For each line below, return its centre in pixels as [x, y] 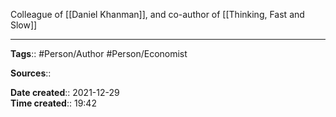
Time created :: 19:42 [53, 103]
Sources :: [31, 73]
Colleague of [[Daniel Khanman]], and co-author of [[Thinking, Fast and [157, 14]
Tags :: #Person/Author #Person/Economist [99, 53]
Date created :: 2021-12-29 [65, 92]
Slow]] [24, 25]
